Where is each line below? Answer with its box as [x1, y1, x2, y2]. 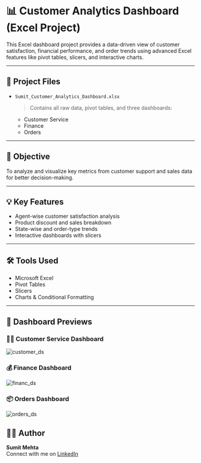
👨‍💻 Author [6, 428, 45, 438]
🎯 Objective [6, 152, 50, 162]
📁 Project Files [6, 77, 61, 87]
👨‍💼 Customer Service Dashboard [6, 335, 103, 343]
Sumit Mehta [6, 444, 39, 451]
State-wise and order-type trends [14, 226, 98, 233]
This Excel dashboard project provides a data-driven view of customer [6, 41, 180, 48]
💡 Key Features [6, 197, 64, 207]
